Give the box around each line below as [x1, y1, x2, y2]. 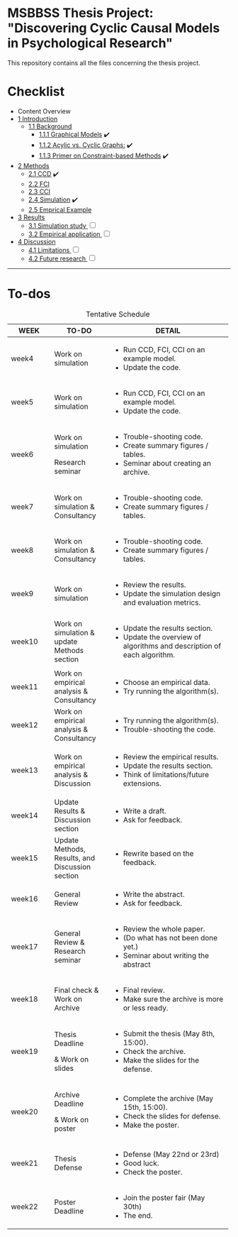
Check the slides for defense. [123, 1111, 221, 1121]
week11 [11, 681, 38, 691]
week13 [11, 765, 38, 775]
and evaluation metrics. [123, 598, 201, 607]
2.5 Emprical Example [28, 205, 92, 214]
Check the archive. [123, 1046, 186, 1056]
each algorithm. [123, 649, 176, 659]
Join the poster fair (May [123, 1192, 205, 1202]
